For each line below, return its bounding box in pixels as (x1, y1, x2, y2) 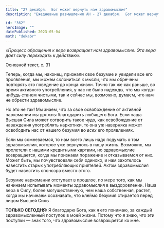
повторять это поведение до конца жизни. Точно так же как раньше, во (5, 82, 155, 88)
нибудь (5, 92, 21, 98)
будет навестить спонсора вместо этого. (5, 168, 91, 173)
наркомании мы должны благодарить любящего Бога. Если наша (5, 112, 142, 117)
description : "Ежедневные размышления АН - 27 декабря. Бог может (5, 12, 146, 17)
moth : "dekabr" (5, 34, 36, 39)
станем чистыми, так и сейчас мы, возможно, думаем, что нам (21, 92, 154, 98)
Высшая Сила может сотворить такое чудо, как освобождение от (5, 117, 143, 123)
